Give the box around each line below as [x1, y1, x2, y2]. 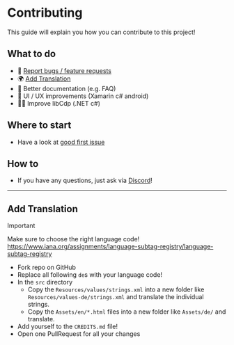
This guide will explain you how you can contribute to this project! [7, 28, 196, 36]
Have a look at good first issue [17, 138, 105, 146]
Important [7, 221, 36, 230]
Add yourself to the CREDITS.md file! [17, 322, 118, 331]
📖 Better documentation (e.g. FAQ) [17, 84, 116, 93]
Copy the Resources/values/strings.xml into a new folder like [27, 285, 205, 294]
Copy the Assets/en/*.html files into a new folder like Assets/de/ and [27, 307, 226, 316]
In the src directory [17, 278, 73, 287]
